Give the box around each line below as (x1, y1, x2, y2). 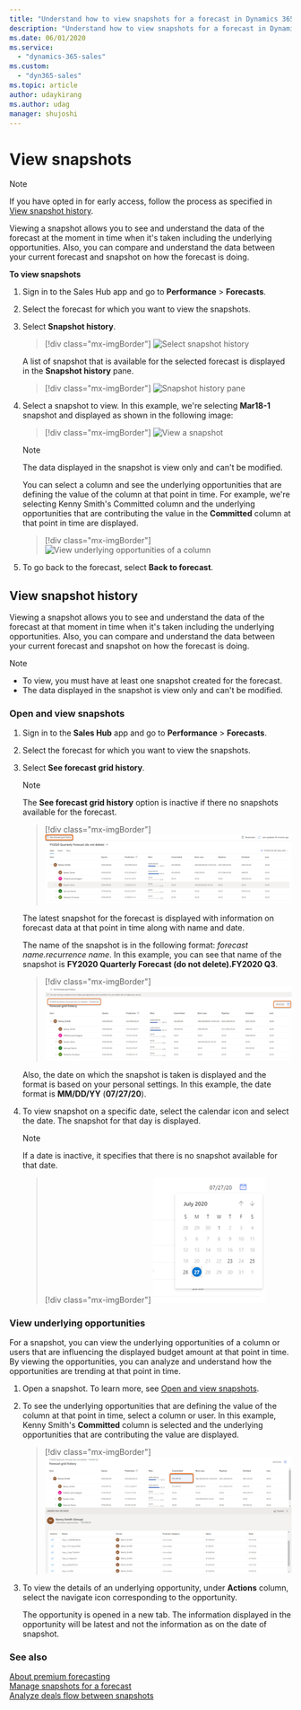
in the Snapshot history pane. (21, 366, 134, 376)
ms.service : (9, 43, 54, 52)
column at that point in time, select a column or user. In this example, (21, 1410, 277, 1421)
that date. (21, 1159, 58, 1170)
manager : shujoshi (9, 109, 78, 119)
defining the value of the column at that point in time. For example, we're (21, 489, 291, 500)
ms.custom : (9, 62, 50, 71)
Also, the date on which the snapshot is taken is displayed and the (21, 1069, 267, 1080)
